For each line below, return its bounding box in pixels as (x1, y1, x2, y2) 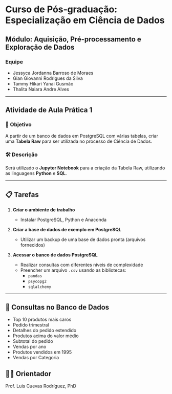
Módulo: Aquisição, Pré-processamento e (5, 35, 142, 43)
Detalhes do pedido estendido (12, 327, 77, 334)
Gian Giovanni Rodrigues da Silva (12, 75, 83, 81)
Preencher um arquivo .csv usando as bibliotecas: (20, 267, 126, 273)
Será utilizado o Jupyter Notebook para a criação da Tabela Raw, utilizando (5, 165, 165, 171)
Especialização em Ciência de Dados (5, 14, 165, 26)
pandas (28, 273, 42, 278)
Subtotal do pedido (12, 338, 53, 344)
